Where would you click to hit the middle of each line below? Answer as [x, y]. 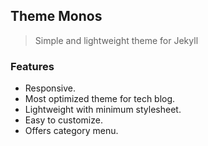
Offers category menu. [71, 131]
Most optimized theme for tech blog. [100, 99]
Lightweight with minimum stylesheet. [103, 110]
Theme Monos [56, 16]
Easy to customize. [63, 120]
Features [32, 66]
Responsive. [50, 88]
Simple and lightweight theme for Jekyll [116, 40]
